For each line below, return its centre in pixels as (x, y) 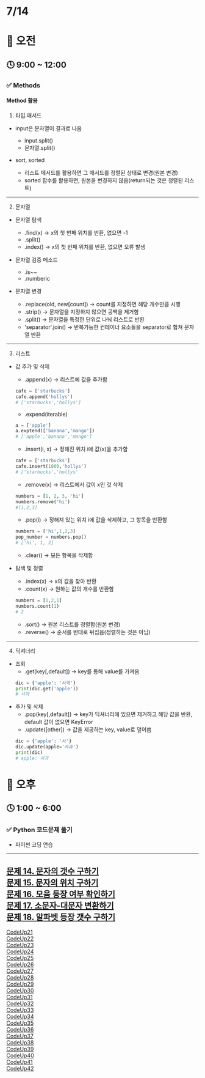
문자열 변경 (28, 291)
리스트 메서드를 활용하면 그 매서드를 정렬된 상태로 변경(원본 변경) (101, 172)
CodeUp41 (20, 1062)
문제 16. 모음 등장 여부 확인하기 (61, 894)
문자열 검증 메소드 (36, 260)
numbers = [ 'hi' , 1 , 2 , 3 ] (45, 531)
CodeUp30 (20, 991)
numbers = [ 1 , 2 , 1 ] (38, 600)
